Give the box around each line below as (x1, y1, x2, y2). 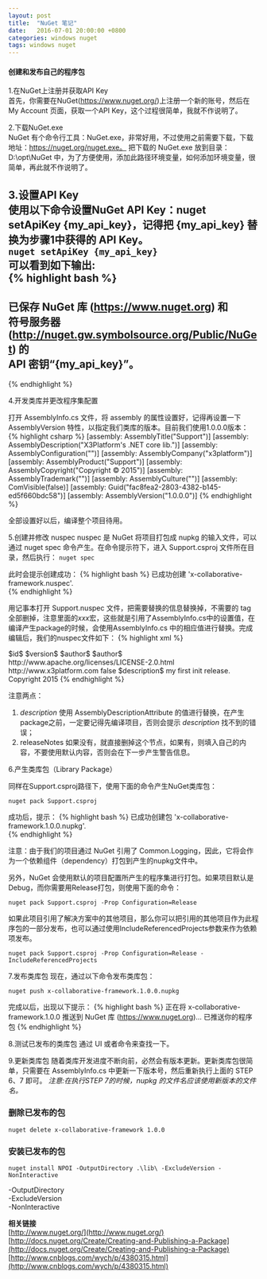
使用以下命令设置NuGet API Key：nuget (8, 203, 207, 216)
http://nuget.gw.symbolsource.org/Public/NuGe (11, 328, 257, 342)
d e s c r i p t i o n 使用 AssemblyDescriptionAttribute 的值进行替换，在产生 (19, 708, 245, 717)
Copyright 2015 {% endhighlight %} (8, 674, 125, 684)
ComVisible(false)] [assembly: (8, 482, 107, 492)
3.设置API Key (8, 188, 79, 201)
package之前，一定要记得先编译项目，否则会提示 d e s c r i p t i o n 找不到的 (19, 717, 250, 727)
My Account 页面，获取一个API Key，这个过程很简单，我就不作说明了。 (8, 106, 242, 115)
